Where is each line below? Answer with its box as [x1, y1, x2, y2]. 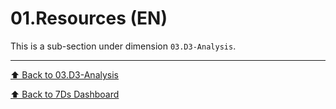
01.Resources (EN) [10, 7, 168, 30]
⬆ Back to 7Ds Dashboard [10, 88, 120, 100]
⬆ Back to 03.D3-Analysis [10, 68, 119, 81]
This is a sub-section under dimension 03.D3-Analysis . [10, 40, 237, 52]
